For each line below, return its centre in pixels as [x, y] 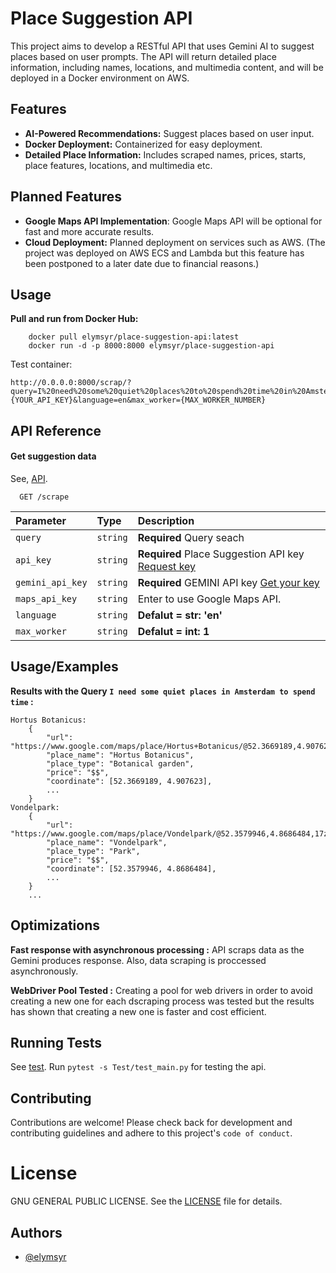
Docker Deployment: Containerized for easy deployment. [143, 144]
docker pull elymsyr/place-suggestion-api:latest [134, 337]
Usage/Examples [64, 667]
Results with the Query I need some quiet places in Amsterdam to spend [163, 691]
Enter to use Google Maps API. [209, 599]
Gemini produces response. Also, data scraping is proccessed [138, 960]
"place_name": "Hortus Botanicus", [120, 755]
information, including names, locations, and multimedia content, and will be [167, 67]
